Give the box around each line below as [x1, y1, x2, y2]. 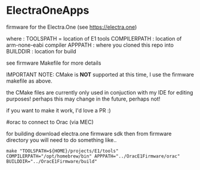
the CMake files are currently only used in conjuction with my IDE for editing [6, 89, 193, 96]
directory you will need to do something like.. [6, 136, 117, 144]
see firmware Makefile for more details [6, 59, 101, 66]
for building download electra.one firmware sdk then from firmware [6, 130, 172, 137]
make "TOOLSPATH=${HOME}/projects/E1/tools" [6, 148, 119, 154]
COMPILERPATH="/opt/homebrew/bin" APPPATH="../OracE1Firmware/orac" [6, 153, 180, 159]
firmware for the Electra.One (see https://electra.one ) [6, 23, 137, 31]
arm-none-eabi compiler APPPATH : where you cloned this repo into [6, 41, 174, 48]
